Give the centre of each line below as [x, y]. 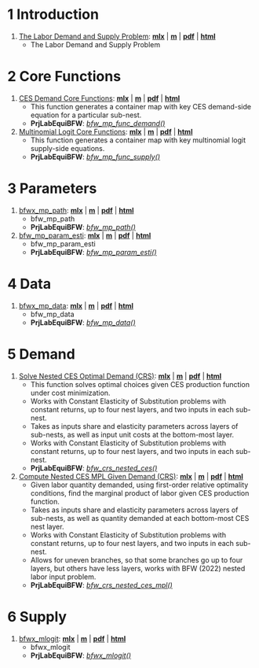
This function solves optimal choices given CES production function [140, 384]
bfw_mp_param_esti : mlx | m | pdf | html [85, 235]
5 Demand [41, 354]
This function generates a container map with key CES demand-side [141, 106]
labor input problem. [63, 577]
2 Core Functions [64, 77]
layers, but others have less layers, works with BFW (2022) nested [138, 568]
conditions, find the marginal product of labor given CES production [140, 493]
